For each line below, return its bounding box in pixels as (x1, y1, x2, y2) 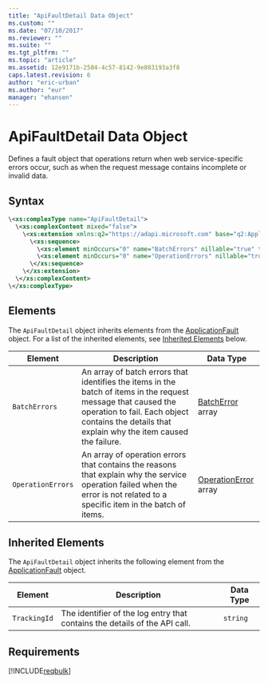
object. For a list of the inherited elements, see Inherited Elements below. (8, 334, 247, 343)
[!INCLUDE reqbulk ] (8, 666, 72, 676)
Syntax (8, 194, 45, 207)
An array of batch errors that (81, 366, 189, 377)
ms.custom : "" (8, 19, 56, 27)
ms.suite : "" (8, 41, 52, 49)
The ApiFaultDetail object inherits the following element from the (8, 557, 225, 567)
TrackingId (12, 614, 53, 623)
